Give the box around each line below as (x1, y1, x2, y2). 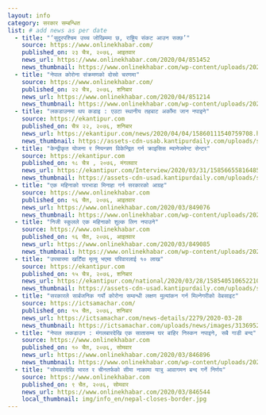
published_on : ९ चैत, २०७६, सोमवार (21, 380, 129, 389)
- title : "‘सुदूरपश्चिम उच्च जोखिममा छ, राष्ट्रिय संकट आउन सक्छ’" (14, 33, 191, 42)
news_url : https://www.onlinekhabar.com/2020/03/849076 (21, 203, 211, 211)
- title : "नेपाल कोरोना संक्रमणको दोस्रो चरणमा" (14, 71, 140, 79)
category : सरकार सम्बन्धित (7, 19, 81, 27)
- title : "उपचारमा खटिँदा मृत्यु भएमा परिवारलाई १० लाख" (14, 255, 164, 263)
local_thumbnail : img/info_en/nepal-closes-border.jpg (21, 395, 207, 403)
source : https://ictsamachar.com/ (21, 299, 136, 307)
